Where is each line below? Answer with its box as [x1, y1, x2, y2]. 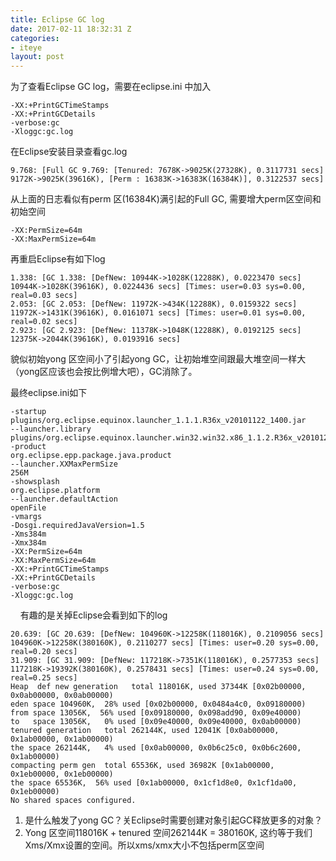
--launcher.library [10, 424, 92, 435]
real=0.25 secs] [10, 673, 78, 683]
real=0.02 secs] [10, 317, 78, 327]
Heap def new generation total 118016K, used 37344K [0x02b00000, [10, 682, 307, 692]
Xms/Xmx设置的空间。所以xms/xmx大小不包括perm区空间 [24, 839, 265, 851]
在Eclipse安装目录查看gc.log [10, 146, 128, 158]
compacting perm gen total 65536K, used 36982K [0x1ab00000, [10, 761, 275, 771]
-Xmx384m [10, 538, 47, 548]
